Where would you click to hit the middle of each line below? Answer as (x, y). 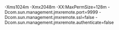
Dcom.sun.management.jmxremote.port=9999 (51, 12)
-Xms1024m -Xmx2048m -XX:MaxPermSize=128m (56, 7)
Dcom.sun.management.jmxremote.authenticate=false (59, 22)
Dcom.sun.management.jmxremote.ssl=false (50, 17)
